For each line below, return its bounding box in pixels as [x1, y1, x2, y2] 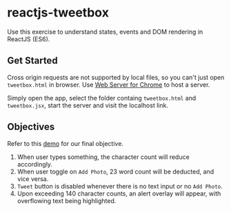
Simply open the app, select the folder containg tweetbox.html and [7, 94, 197, 102]
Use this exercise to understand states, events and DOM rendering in [7, 28, 203, 36]
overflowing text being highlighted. [17, 196, 117, 204]
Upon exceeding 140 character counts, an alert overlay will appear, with [17, 189, 221, 198]
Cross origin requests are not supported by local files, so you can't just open [7, 73, 225, 81]
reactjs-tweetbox [7, 5, 109, 21]
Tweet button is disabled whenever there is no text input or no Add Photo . [17, 182, 223, 190]
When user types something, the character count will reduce [17, 153, 190, 161]
